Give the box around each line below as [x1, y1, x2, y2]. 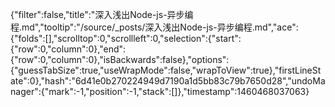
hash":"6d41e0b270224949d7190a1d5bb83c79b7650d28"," [44, 75, 292, 87]
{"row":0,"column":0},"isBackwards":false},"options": [10, 54, 230, 65]
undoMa [291, 75, 326, 87]
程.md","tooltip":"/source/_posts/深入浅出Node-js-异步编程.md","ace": [10, 21, 299, 33]
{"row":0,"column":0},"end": [10, 43, 127, 55]
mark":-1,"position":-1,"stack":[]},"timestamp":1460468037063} [48, 86, 310, 97]
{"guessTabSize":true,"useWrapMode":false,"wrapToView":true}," [10, 64, 280, 76]
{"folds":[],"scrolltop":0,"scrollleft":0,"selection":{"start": [10, 33, 242, 44]
